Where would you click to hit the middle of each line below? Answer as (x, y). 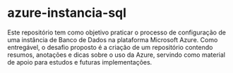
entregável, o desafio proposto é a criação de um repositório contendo (110, 47)
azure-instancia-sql (67, 13)
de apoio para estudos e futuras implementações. (80, 62)
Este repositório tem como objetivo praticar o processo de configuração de (116, 32)
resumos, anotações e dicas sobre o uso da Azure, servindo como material (116, 55)
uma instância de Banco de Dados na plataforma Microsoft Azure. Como (113, 39)
